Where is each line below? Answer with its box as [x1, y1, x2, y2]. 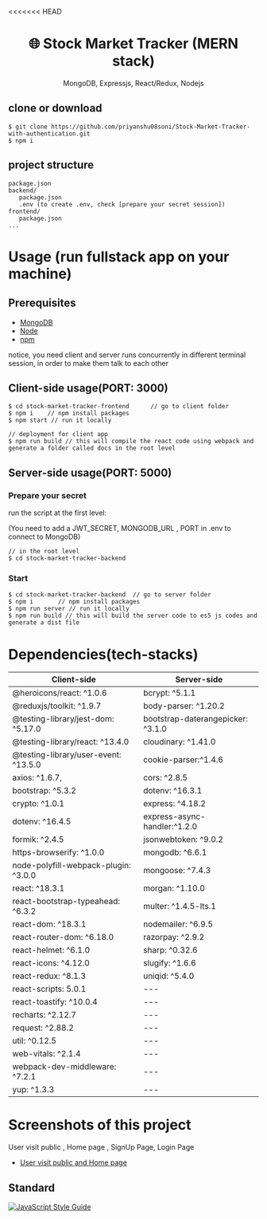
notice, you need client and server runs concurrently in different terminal [8, 350, 246, 360]
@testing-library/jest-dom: [12, 714, 114, 725]
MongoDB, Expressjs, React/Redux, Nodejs [63, 78, 204, 88]
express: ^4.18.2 [142, 798, 207, 809]
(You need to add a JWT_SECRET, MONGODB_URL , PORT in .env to [8, 524, 232, 533]
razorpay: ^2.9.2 [142, 932, 205, 943]
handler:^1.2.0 [142, 821, 198, 832]
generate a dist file [8, 619, 80, 627]
